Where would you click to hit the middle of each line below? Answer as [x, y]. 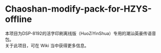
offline [19, 19]
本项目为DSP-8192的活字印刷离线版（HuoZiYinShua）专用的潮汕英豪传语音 [80, 33]
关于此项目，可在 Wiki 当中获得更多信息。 [47, 45]
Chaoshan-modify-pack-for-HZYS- [79, 9]
